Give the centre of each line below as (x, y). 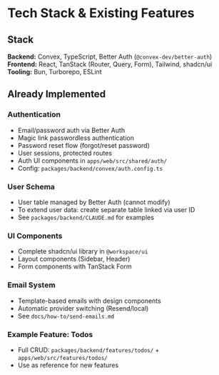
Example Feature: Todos (50, 334)
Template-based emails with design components (90, 301)
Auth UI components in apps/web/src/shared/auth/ (92, 160)
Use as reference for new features (68, 365)
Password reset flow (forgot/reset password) (83, 145)
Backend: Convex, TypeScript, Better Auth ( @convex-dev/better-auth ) (110, 56)
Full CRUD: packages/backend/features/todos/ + (88, 350)
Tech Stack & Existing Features (101, 13)
